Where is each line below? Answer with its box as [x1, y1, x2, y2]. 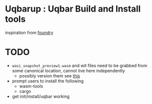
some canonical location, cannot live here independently [12, 68, 125, 74]
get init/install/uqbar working [12, 93, 70, 99]
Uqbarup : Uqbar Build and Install [5, 3, 141, 15]
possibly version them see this [19, 73, 80, 78]
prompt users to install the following [12, 78, 84, 84]
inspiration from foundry [5, 30, 54, 35]
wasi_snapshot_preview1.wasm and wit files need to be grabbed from [12, 62, 148, 68]
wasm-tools [19, 83, 44, 89]
